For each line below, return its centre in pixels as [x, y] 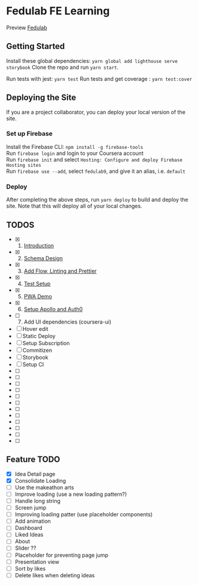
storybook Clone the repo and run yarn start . [62, 67]
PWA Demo [38, 296]
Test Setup [37, 284]
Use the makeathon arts [44, 487]
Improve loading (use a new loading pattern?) [71, 494]
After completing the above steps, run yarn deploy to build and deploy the [97, 200]
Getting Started [36, 46]
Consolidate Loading [40, 480]
